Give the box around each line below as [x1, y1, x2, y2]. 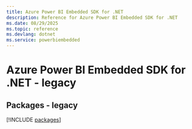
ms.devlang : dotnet [6, 31, 56, 38]
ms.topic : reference [6, 25, 59, 32]
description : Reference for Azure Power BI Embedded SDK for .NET [6, 15, 178, 21]
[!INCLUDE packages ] [6, 116, 61, 123]
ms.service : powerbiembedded [6, 37, 80, 43]
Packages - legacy [6, 100, 78, 110]
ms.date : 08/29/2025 [6, 20, 59, 26]
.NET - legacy [6, 76, 77, 90]
